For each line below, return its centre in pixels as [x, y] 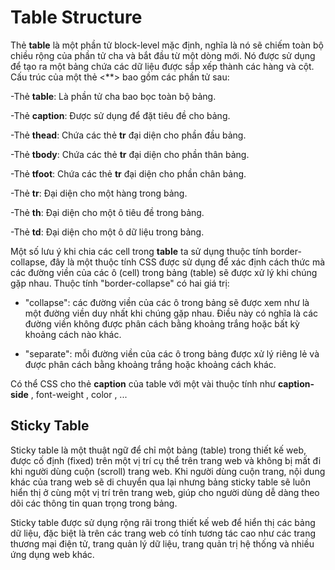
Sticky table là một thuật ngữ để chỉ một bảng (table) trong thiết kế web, [158, 450]
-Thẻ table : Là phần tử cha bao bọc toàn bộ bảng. [113, 96]
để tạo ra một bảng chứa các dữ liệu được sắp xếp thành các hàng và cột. [162, 66]
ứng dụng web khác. [52, 554]
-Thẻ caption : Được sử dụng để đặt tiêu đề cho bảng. [120, 115]
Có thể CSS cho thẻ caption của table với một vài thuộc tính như [143, 383]
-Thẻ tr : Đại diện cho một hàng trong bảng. [99, 193]
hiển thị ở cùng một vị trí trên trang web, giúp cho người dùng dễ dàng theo [165, 492]
